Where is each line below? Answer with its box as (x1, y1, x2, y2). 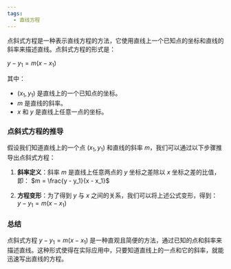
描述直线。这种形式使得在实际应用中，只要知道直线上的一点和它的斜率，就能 (7, 246, 224, 255)
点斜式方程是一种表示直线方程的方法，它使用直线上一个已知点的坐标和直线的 (7, 36, 224, 45)
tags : (7, 10, 23, 17)
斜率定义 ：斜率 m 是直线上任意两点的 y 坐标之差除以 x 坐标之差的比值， (16, 168, 221, 177)
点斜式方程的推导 (7, 127, 64, 137)
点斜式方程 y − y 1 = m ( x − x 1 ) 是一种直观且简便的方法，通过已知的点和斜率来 (7, 236, 223, 246)
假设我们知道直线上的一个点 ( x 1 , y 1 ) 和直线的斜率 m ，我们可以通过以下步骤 (7, 143, 217, 154)
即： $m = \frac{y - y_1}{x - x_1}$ (16, 177, 110, 185)
